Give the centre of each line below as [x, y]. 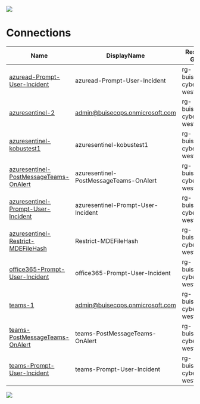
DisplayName [126, 55]
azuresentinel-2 [32, 112]
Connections [39, 33]
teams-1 [22, 305]
